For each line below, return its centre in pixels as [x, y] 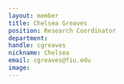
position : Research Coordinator [62, 30]
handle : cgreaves [37, 46]
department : [28, 38]
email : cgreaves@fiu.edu [50, 61]
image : [19, 68]
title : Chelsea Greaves [48, 23]
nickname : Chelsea [39, 53]
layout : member [34, 16]
